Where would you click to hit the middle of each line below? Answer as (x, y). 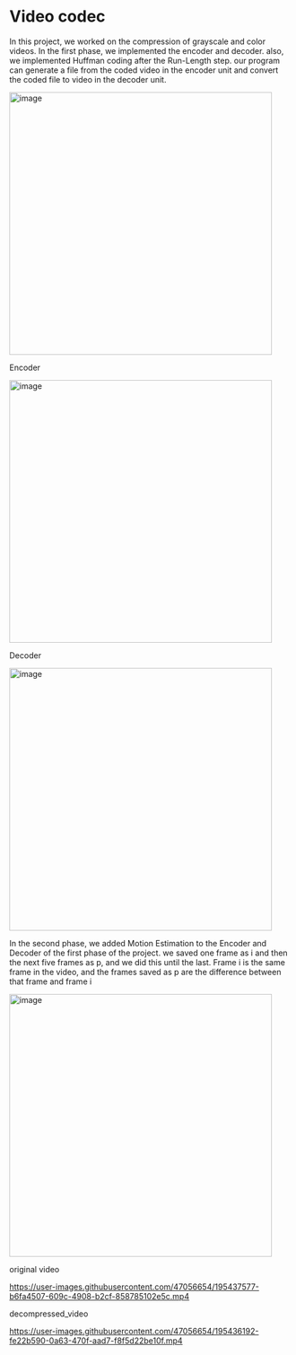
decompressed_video (49, 1314)
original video (35, 1269)
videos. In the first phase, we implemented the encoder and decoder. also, (147, 50)
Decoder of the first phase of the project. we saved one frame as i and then (149, 953)
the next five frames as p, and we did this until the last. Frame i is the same (147, 962)
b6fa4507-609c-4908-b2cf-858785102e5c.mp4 (100, 1296)
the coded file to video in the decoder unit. (88, 79)
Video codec (57, 17)
